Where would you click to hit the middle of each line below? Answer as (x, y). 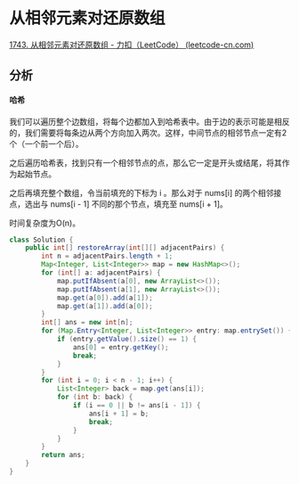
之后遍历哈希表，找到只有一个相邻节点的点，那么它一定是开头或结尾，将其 (145, 162)
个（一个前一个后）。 (46, 144)
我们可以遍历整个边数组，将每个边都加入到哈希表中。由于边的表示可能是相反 (149, 121)
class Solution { (41, 240)
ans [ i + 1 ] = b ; (119, 414)
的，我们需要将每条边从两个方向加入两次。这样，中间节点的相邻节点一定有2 (148, 132)
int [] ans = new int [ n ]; (87, 323)
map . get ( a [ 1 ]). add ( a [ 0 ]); (105, 306)
